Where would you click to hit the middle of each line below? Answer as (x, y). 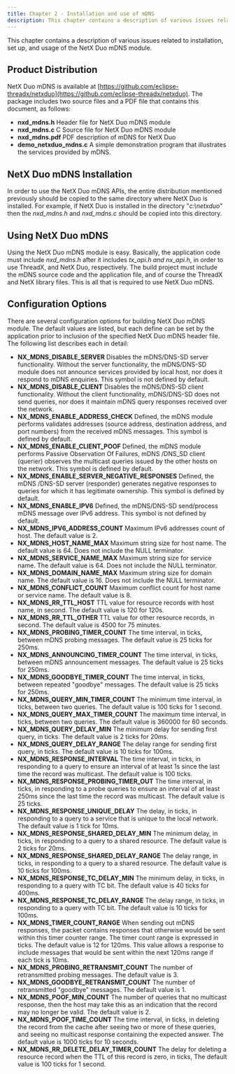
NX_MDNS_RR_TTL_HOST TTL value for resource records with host (116, 603)
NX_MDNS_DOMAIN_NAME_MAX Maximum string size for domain (114, 572)
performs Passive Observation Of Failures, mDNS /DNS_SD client (111, 453)
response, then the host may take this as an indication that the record (117, 1004)
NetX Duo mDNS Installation (70, 174)
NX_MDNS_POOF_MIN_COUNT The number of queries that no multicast (122, 997)
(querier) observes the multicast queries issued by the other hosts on (117, 461)
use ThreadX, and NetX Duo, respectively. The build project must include (113, 267)
